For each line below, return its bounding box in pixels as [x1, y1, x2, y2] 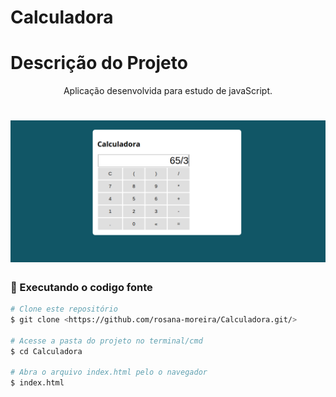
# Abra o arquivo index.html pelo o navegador [10, 367, 208, 378]
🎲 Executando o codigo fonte [10, 280, 153, 294]
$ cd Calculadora [10, 346, 83, 356]
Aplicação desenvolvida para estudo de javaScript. [63, 85, 273, 97]
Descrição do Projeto [10, 52, 188, 75]
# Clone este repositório [10, 304, 118, 315]
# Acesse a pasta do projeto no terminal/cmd [10, 336, 203, 346]
